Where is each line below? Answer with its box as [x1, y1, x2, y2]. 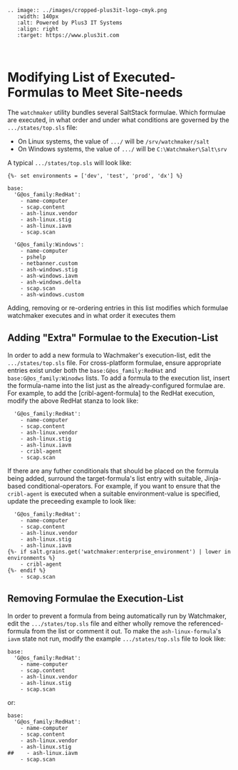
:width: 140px [16, 13, 59, 20]
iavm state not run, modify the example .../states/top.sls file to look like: [7, 634, 227, 643]
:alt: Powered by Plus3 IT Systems [16, 19, 123, 26]
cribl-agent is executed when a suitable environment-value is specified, [7, 489, 221, 498]
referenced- [187, 619, 224, 628]
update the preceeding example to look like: [7, 496, 137, 505]
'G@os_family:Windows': [14, 241, 84, 248]
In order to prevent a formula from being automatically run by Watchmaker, [7, 611, 227, 620]
